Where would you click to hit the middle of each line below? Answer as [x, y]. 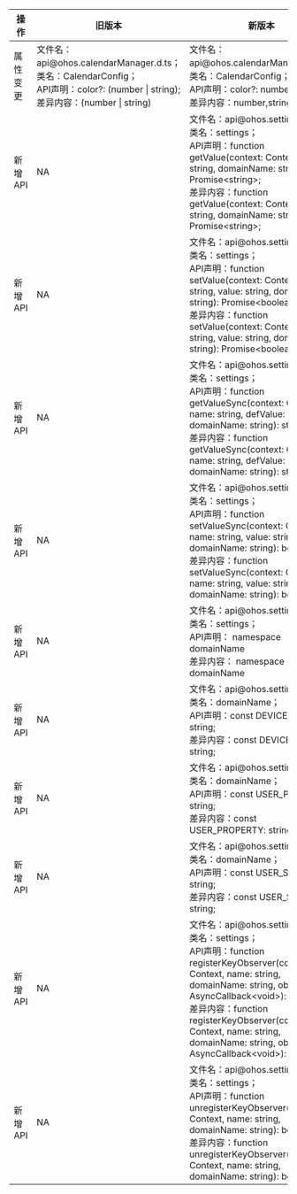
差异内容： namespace [236, 661]
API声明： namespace [235, 637]
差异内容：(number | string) [94, 103]
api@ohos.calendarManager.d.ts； [109, 63]
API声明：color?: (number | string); [109, 89]
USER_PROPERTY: [228, 830]
